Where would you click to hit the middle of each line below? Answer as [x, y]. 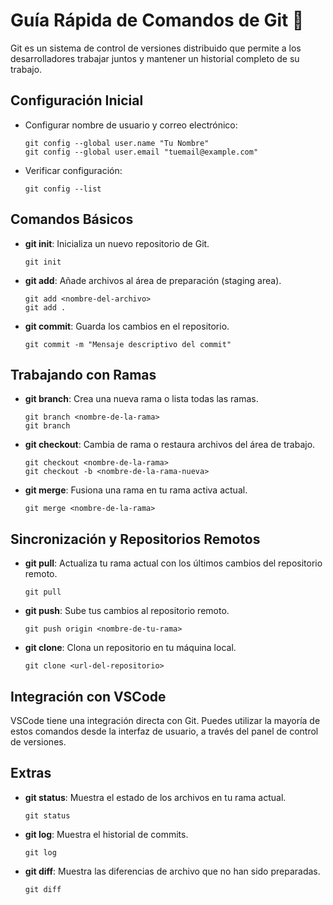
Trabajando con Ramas [83, 374]
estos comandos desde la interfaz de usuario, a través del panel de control [164, 731]
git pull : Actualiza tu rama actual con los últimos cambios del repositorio [173, 563]
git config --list [63, 189]
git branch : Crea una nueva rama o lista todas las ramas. [141, 399]
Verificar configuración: [73, 170]
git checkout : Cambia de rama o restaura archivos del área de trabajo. [170, 445]
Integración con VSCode [88, 696]
